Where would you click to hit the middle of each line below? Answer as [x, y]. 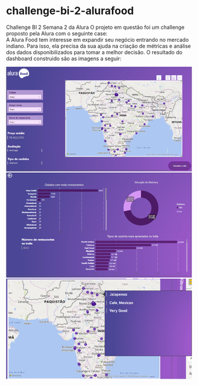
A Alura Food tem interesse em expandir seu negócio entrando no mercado [98, 40]
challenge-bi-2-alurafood [70, 11]
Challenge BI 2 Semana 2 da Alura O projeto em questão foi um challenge [95, 27]
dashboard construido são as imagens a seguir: [64, 58]
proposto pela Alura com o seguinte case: [57, 33]
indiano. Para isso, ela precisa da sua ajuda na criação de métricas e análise [99, 46]
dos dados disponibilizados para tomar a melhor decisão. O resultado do [94, 52]
